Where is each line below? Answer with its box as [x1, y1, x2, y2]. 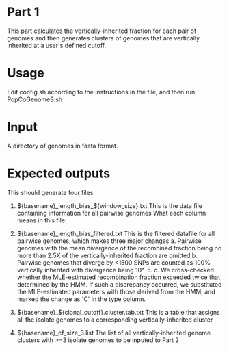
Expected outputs [7, 166, 111, 181]
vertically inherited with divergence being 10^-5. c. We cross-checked [16, 265, 214, 274]
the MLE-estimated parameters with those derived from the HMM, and [16, 287, 215, 296]
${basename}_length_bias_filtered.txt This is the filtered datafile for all [16, 229, 215, 237]
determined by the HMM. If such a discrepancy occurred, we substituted [16, 280, 222, 288]
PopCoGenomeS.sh [7, 95, 63, 103]
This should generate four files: [7, 188, 96, 196]
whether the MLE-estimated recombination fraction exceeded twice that [16, 273, 221, 281]
